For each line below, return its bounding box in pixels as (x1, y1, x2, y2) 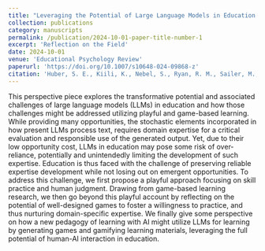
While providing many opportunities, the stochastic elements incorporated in (8, 116, 257, 126)
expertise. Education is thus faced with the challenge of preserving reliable (8, 158, 252, 168)
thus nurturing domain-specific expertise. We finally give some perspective (8, 209, 253, 218)
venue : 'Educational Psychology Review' (8, 56, 144, 64)
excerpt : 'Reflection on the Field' (8, 41, 129, 49)
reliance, (8, 150, 37, 160)
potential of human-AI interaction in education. (8, 234, 160, 243)
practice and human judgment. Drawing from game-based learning (8, 183, 226, 193)
